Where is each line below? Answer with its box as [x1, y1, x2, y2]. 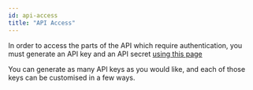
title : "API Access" [8, 19, 76, 27]
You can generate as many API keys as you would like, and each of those [8, 64, 246, 73]
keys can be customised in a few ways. [8, 73, 136, 82]
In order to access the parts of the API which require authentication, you [8, 40, 243, 50]
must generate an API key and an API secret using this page [8, 49, 203, 58]
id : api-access [8, 11, 58, 20]
